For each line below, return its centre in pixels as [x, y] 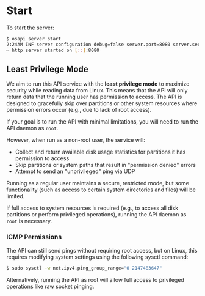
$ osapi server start [34, 39]
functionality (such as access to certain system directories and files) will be [101, 190]
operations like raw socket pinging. [50, 286]
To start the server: [31, 28]
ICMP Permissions [34, 237]
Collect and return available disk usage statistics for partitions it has [100, 152]
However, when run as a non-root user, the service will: [76, 140]
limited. [16, 196]
